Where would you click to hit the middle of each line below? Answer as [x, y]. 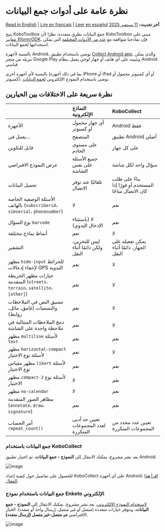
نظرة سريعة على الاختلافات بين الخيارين [59, 94]
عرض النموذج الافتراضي [33, 164]
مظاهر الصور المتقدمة [31, 399]
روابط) [15, 314]
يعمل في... [19, 137]
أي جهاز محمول [88, 122]
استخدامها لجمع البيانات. [27, 44]
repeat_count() [26, 428]
